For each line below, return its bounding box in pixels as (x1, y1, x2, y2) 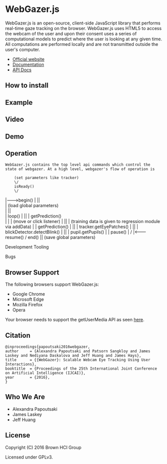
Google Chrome (12, 291, 45, 297)
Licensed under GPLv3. (5, 454, 53, 460)
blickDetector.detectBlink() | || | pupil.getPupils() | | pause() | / (5, 229, 132, 235)
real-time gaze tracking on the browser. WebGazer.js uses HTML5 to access (5, 25, 162, 31)
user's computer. (5, 46, 40, 52)
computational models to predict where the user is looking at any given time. (5, 36, 163, 42)
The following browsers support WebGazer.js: (5, 281, 99, 287)
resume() (5, 234, 24, 240)
